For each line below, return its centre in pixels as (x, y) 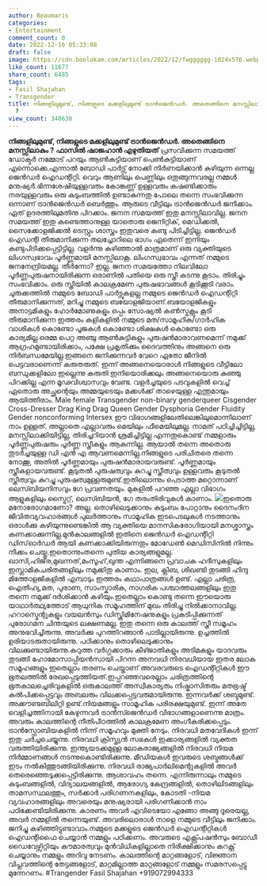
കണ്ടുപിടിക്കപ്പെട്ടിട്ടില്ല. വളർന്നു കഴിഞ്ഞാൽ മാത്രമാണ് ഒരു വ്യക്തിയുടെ (120, 248)
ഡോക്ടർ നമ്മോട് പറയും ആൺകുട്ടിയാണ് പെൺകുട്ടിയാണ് (102, 158)
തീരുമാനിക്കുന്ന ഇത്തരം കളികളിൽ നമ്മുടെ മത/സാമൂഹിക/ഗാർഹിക (117, 319)
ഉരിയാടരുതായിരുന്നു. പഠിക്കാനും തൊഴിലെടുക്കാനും (91, 641)
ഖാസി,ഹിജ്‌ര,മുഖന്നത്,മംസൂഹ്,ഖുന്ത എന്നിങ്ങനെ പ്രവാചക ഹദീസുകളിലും (126, 560)
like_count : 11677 (38, 67)
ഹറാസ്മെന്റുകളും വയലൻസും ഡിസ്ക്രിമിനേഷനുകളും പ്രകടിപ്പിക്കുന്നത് (115, 614)
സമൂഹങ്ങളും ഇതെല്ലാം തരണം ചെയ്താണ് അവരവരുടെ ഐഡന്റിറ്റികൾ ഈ (129, 667)
